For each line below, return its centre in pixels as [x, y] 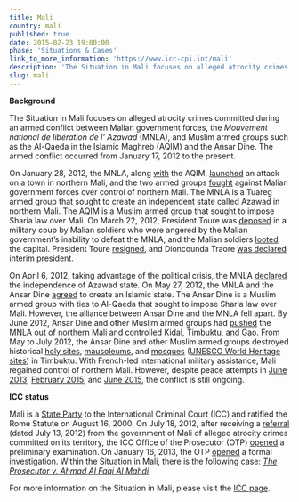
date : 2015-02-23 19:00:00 [59, 42]
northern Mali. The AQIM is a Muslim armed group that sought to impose [142, 211]
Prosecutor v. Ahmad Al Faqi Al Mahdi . [80, 470]
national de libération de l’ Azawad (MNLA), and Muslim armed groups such [149, 137]
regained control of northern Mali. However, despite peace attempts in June [148, 369]
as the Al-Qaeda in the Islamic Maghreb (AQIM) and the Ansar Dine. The [141, 146]
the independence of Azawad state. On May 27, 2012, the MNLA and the [141, 285]
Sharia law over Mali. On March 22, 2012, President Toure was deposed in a [148, 220]
